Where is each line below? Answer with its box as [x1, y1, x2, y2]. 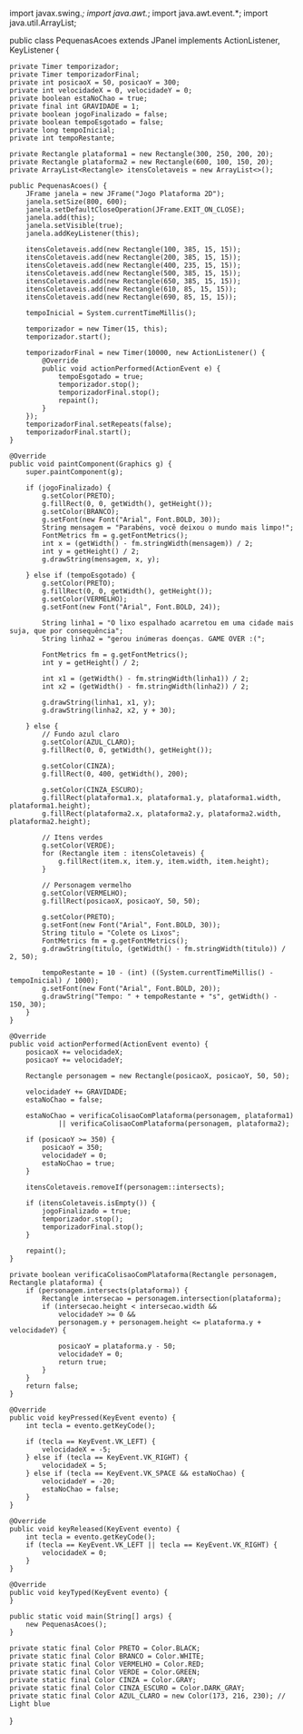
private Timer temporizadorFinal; [9, 70, 141, 79]
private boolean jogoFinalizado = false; [9, 110, 169, 119]
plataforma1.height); [9, 801, 92, 810]
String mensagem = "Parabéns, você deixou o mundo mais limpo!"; [42, 523, 295, 532]
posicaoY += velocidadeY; [25, 1055, 124, 1065]
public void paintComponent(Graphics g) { [9, 460, 172, 469]
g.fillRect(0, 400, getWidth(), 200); [42, 769, 189, 778]
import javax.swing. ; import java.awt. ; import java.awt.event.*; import [9, 8, 269, 18]
